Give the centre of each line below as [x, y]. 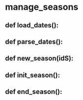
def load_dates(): [32, 25]
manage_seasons [42, 7]
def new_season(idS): [39, 59]
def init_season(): [33, 75]
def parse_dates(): [34, 41]
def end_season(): [34, 92]
